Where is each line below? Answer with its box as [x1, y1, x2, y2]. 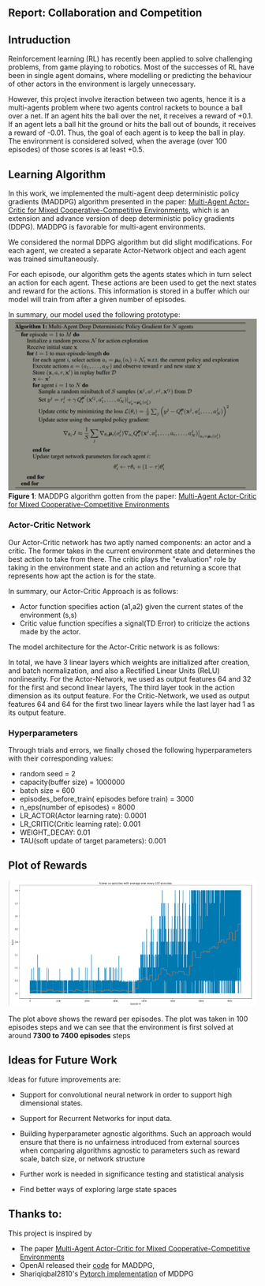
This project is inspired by [8, 1228, 92, 1238]
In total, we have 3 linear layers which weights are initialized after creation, [8, 657, 250, 667]
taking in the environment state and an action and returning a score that [8, 563, 241, 572]
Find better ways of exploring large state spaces [19, 1184, 177, 1194]
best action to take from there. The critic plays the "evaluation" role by [8, 554, 237, 563]
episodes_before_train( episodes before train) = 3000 [19, 794, 195, 804]
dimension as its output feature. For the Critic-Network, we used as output [8, 690, 250, 701]
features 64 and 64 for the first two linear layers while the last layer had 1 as [8, 699, 255, 708]
